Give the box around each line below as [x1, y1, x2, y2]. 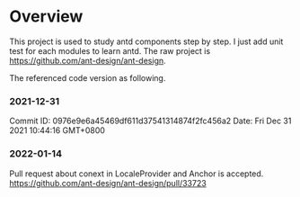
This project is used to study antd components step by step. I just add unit [9, 36, 284, 47]
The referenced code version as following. [9, 72, 166, 83]
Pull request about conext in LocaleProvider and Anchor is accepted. [9, 168, 264, 179]
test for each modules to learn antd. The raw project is [9, 45, 211, 56]
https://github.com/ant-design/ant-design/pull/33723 [9, 177, 207, 188]
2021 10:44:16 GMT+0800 [9, 125, 106, 136]
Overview [9, 6, 84, 27]
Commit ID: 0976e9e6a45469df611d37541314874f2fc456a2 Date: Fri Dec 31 [9, 115, 292, 127]
